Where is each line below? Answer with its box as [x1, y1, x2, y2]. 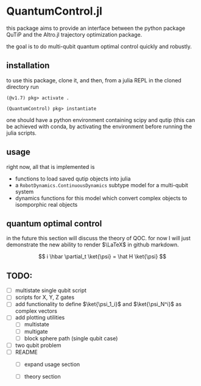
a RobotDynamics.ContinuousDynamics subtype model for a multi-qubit [15, 181, 189, 188]
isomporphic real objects [15, 201, 78, 208]
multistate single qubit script [15, 287, 87, 294]
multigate [24, 327, 48, 335]
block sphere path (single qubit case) [24, 334, 118, 342]
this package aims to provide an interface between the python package [6, 24, 186, 32]
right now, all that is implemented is [6, 163, 95, 170]
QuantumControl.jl [6, 4, 102, 18]
